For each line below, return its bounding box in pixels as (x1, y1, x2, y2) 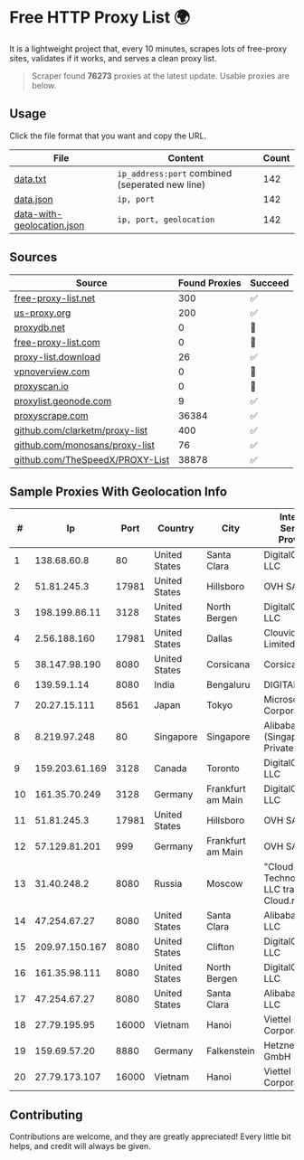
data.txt (14, 173, 47, 185)
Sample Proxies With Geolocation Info (9, 484, 228, 499)
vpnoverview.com (14, 365, 90, 378)
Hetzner (263, 1039, 299, 1052)
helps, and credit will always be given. (9, 1141, 151, 1152)
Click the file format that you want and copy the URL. (9, 130, 206, 141)
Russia (153, 878, 183, 891)
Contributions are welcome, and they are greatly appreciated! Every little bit (9, 1131, 291, 1142)
